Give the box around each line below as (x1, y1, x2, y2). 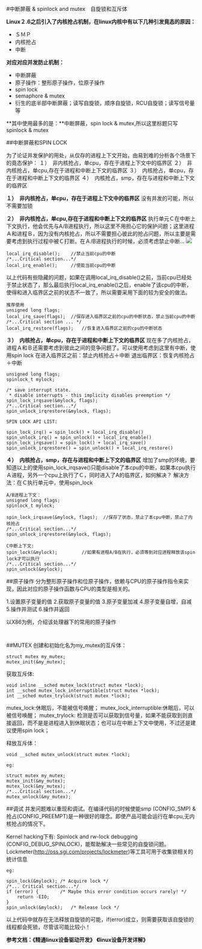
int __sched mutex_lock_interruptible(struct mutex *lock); (6, 687, 161, 694)
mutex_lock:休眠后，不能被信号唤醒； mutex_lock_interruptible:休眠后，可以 (6, 704, 195, 711)
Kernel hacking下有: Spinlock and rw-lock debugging (6, 833, 138, 840)
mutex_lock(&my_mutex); (6, 783, 66, 789)
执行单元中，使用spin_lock (26, 479, 93, 486)
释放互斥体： (6, 740, 38, 747)
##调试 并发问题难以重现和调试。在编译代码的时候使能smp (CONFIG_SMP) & (6, 805, 196, 812)
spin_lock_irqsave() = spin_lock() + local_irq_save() (6, 440, 147, 446)
